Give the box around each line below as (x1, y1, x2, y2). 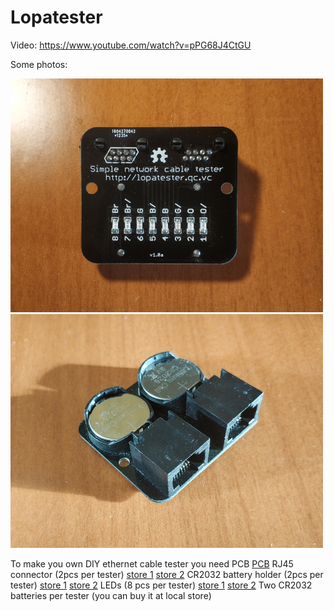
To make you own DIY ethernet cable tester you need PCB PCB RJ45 (10, 557, 294, 570)
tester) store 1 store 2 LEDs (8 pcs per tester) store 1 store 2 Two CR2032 (10, 579, 313, 591)
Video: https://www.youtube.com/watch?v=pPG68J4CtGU (10, 39, 252, 51)
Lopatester (10, 6, 103, 29)
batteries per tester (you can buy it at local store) (10, 589, 212, 601)
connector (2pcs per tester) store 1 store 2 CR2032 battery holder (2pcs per (10, 568, 324, 580)
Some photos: (10, 58, 68, 70)
